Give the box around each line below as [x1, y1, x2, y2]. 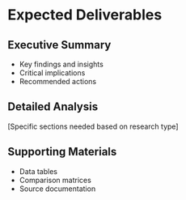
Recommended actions [19, 77, 97, 86]
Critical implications [19, 68, 86, 78]
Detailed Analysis [7, 100, 99, 114]
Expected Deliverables [7, 6, 163, 24]
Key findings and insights [19, 59, 104, 69]
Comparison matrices [19, 175, 92, 185]
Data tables [19, 166, 58, 176]
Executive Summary [7, 38, 112, 52]
